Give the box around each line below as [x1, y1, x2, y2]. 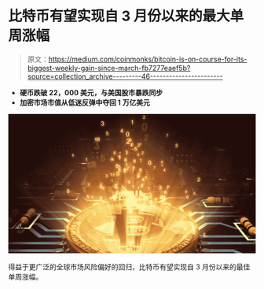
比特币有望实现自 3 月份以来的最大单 [8, 7, 244, 25]
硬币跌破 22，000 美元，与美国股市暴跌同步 [19, 87, 163, 97]
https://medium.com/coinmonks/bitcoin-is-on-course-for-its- [48, 54, 247, 64]
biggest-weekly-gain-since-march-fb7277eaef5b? [27, 63, 191, 72]
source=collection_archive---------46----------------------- [27, 72, 223, 81]
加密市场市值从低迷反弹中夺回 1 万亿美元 [19, 98, 151, 107]
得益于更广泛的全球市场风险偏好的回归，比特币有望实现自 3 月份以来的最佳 [8, 262, 251, 272]
